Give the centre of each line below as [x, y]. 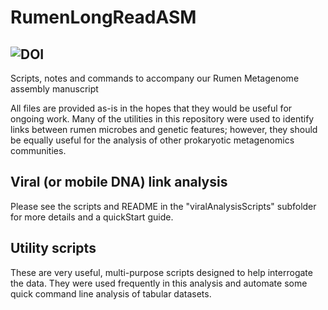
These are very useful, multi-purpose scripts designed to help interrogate [161, 272]
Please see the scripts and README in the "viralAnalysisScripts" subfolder [163, 206]
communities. [38, 150]
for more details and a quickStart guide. [92, 217]
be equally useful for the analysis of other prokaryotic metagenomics [152, 140]
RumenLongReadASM [103, 17]
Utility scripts [53, 248]
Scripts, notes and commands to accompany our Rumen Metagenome [155, 78]
